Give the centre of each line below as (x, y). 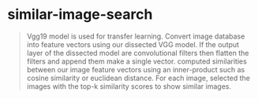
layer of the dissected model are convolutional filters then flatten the (138, 53)
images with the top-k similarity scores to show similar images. (129, 86)
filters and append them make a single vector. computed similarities (137, 61)
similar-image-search (80, 15)
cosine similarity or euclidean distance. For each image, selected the (138, 78)
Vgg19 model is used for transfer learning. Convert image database (136, 36)
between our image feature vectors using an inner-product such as (136, 69)
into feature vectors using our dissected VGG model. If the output (133, 44)
